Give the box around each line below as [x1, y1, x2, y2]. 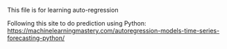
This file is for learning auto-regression [7, 6, 119, 14]
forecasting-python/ [7, 34, 65, 42]
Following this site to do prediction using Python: [7, 19, 146, 27]
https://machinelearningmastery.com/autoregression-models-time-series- [7, 27, 220, 35]
